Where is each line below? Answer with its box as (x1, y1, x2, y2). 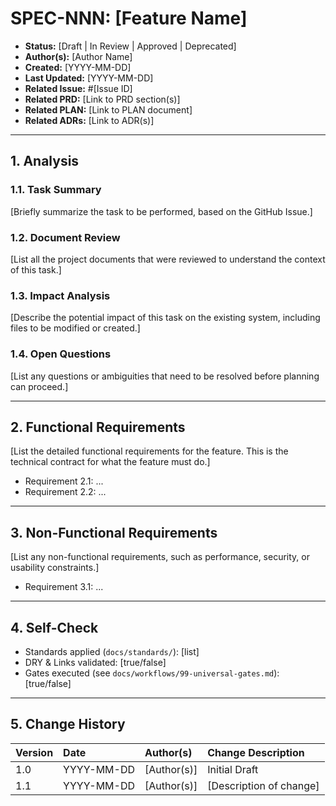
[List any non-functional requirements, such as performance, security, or (10, 551, 310, 563)
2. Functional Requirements (10, 418, 186, 436)
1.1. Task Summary (10, 183, 102, 197)
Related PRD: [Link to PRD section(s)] (24, 93, 181, 105)
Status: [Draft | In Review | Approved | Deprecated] (24, 40, 237, 52)
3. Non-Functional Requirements (10, 524, 218, 541)
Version (15, 745, 54, 759)
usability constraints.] (10, 562, 100, 574)
